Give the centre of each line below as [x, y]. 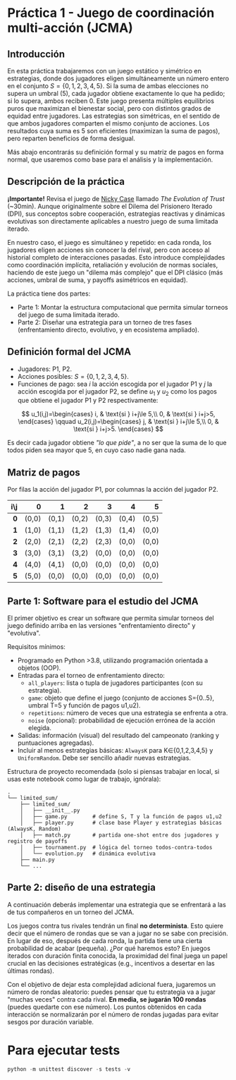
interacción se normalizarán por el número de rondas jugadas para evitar [113, 1014]
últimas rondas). [31, 971]
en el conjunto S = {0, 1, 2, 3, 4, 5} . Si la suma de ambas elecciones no [108, 86]
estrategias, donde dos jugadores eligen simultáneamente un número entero [118, 78]
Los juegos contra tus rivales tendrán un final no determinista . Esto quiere [116, 926]
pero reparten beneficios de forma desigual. [72, 138]
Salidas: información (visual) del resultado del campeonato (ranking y [118, 736]
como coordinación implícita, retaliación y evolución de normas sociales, [113, 265]
